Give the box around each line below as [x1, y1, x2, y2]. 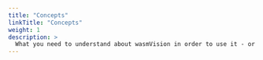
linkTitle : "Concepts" [8, 19, 83, 26]
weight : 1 [8, 26, 41, 34]
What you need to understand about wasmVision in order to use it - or [15, 41, 256, 48]
